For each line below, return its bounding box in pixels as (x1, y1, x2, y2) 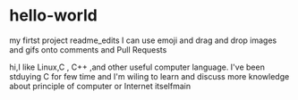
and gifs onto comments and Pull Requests (9, 44, 167, 54)
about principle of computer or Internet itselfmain (9, 80, 191, 91)
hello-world (9, 5, 98, 26)
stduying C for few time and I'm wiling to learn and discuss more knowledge (9, 71, 290, 81)
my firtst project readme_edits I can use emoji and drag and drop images (9, 35, 277, 46)
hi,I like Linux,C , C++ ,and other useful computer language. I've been (9, 62, 266, 72)
